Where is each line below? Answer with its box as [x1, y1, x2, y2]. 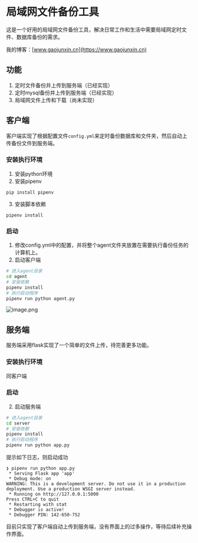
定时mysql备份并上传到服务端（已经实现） [14, 89, 118, 96]
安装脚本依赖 [14, 200, 46, 207]
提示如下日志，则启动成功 [6, 454, 68, 461]
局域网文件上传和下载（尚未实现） [14, 96, 98, 103]
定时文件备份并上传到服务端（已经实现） [14, 81, 113, 89]
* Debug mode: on [8, 476, 51, 482]
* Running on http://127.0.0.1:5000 [8, 491, 99, 498]
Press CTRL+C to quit [6, 496, 60, 502]
